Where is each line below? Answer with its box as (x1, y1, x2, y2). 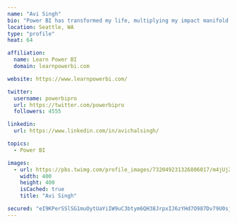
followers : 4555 (13, 108, 61, 115)
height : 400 (20, 179, 55, 186)
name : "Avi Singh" (7, 10, 61, 18)
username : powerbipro (13, 95, 78, 102)
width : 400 (20, 173, 52, 180)
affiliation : (7, 50, 46, 57)
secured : (7, 205, 33, 212)
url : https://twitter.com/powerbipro (13, 101, 125, 108)
